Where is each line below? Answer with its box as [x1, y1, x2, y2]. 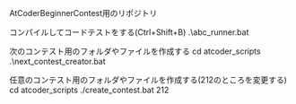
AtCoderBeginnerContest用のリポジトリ [9, 8, 158, 18]
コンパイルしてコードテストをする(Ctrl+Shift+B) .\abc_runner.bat [9, 27, 249, 38]
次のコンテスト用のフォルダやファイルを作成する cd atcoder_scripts [9, 46, 262, 56]
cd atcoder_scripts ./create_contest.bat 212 [9, 84, 170, 95]
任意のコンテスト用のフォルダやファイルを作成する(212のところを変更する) [9, 74, 287, 85]
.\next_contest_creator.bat [9, 56, 106, 66]
